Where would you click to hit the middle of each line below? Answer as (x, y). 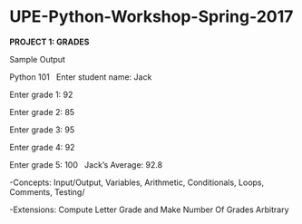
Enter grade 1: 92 (41, 94)
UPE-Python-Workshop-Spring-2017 (151, 17)
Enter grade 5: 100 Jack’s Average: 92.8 (86, 164)
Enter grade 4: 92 (42, 147)
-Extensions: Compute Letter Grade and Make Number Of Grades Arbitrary (149, 209)
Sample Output (38, 59)
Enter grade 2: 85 (42, 112)
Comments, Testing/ (47, 191)
